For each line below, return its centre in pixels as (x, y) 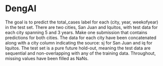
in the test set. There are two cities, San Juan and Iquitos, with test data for (81, 27)
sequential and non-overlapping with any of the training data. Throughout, (81, 53)
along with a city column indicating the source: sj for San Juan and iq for (79, 43)
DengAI (21, 9)
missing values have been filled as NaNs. (47, 58)
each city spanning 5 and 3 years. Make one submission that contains (76, 32)
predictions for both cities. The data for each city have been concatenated (81, 38)
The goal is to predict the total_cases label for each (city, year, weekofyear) (82, 22)
